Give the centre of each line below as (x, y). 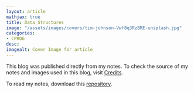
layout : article (26, 11)
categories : (21, 33)
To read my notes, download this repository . (59, 84)
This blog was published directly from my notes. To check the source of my (97, 66)
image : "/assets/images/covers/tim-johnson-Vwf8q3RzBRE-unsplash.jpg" (94, 28)
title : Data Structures (35, 22)
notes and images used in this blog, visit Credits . (65, 72)
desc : (13, 44)
